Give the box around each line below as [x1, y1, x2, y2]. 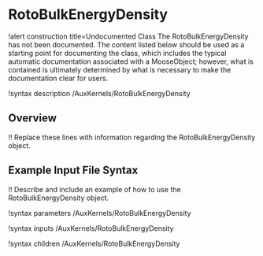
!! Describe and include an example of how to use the [8, 184, 181, 194]
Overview [8, 112, 57, 125]
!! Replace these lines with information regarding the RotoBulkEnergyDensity [8, 132, 256, 142]
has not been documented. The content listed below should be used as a [8, 39, 245, 49]
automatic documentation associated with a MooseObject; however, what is [8, 57, 254, 66]
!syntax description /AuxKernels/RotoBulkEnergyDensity [8, 88, 191, 98]
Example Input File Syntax [8, 164, 139, 177]
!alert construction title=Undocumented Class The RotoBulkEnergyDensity [8, 32, 249, 41]
